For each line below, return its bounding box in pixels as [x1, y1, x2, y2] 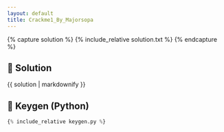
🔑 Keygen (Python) [7, 100, 89, 111]
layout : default [7, 10, 54, 17]
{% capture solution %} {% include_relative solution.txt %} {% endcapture [7, 35, 218, 43]
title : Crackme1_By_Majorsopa [7, 16, 94, 23]
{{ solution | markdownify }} [7, 80, 86, 89]
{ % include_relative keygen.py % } [7, 118, 107, 125]
